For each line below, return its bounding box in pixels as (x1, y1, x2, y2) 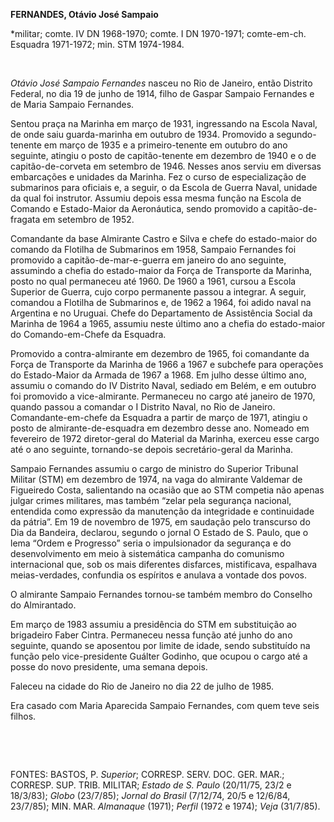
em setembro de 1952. (42, 214, 135, 225)
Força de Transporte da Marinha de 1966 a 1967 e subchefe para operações (10, 359, 324, 370)
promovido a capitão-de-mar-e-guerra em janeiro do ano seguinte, (10, 254, 287, 266)
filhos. (10, 710, 37, 722)
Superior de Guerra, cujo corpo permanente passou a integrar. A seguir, (10, 286, 307, 298)
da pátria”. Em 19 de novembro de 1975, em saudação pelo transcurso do (10, 516, 311, 528)
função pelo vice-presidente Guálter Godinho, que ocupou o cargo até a (10, 650, 308, 662)
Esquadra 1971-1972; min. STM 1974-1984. (10, 39, 185, 50)
